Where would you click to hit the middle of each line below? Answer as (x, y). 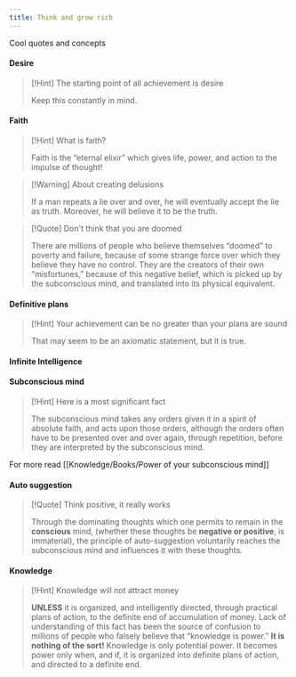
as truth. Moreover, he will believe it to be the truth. (124, 211)
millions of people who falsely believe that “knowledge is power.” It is (158, 636)
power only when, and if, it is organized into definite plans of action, (155, 655)
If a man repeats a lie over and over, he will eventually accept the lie (155, 202)
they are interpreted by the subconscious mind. (118, 447)
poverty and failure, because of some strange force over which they (156, 256)
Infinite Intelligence (46, 361)
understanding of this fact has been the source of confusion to (146, 627)
